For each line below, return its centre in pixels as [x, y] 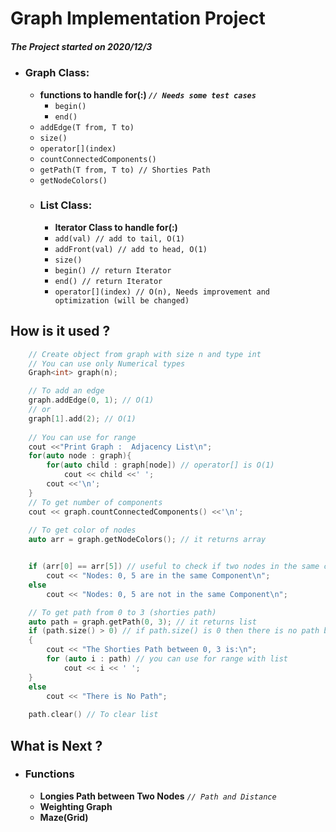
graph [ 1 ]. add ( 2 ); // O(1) [82, 418]
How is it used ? [60, 331]
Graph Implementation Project [138, 18]
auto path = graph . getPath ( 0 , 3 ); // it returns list [142, 622]
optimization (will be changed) [122, 300]
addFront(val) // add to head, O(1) [131, 249]
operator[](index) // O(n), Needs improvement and [162, 292]
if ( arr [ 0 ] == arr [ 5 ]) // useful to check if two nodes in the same [174, 567]
